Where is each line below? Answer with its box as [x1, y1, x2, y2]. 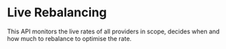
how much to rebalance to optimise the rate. [7, 34, 132, 42]
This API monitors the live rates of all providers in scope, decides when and [7, 27, 221, 35]
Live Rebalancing [7, 5, 108, 20]
